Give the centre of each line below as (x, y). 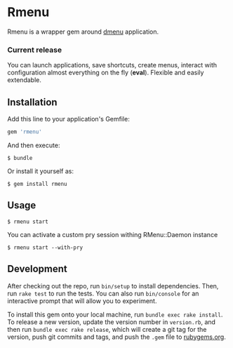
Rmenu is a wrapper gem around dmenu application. (83, 32)
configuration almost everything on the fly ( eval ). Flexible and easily (106, 73)
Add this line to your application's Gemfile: (68, 119)
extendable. (25, 80)
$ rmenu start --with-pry (45, 247)
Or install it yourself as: (40, 171)
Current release (34, 50)
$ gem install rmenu (38, 184)
